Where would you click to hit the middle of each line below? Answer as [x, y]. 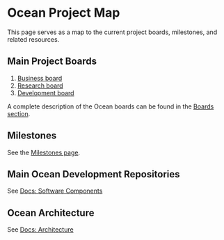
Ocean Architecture [51, 213]
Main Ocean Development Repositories [94, 174]
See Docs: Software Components [55, 191]
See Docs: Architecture [41, 230]
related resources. [33, 39]
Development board [46, 93]
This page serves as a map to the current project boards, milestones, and [112, 32]
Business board [40, 78]
